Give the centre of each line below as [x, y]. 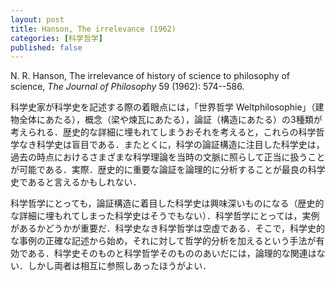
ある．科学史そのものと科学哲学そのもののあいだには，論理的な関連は [172, 253]
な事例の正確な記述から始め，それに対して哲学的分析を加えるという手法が [163, 241]
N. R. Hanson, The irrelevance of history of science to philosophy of [150, 76]
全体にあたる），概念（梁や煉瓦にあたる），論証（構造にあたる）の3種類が [170, 120]
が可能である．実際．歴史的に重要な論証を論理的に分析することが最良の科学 [168, 170]
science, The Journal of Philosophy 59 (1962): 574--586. [127, 87]
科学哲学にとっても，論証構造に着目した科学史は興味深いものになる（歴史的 [167, 203]
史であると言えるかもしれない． [76, 182]
